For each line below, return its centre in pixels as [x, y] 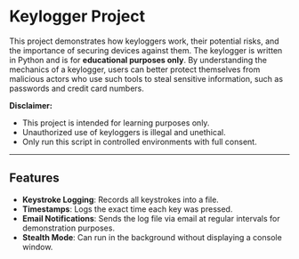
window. [37, 247]
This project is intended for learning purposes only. [116, 123]
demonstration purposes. [69, 228]
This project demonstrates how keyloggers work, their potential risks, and [144, 41]
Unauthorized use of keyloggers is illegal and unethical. [124, 132]
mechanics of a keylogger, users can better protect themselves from [135, 69]
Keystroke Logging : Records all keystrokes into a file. [121, 199]
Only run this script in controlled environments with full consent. [139, 142]
